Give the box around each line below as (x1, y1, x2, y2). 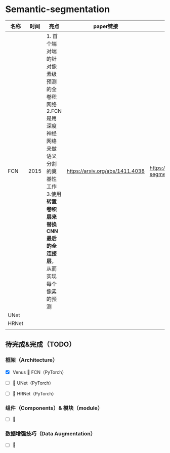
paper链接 (93, 23, 118, 30)
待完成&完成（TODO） (5, 340, 76, 349)
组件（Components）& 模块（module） (5, 404, 103, 412)
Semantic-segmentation (5, 4, 110, 15)
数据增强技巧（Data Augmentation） (5, 430, 96, 437)
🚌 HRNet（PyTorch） (12, 390, 57, 396)
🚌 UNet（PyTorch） (12, 380, 54, 386)
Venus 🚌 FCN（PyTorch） (12, 369, 67, 375)
